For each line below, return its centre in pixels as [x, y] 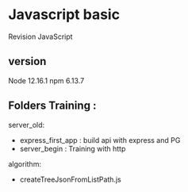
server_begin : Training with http [73, 148]
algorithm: [25, 163]
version [27, 61]
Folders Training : [52, 106]
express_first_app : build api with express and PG [100, 140]
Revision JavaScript [40, 36]
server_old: [27, 125]
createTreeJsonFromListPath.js [70, 179]
